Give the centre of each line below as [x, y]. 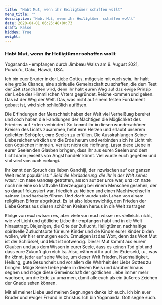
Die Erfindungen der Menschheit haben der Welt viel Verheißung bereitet [78, 114]
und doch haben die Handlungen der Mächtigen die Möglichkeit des [73, 119]
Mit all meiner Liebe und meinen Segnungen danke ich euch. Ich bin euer [78, 292]
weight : [13, 37]
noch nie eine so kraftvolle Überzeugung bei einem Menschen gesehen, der [81, 186]
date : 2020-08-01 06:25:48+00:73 [39, 23]
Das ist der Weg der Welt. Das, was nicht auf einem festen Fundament [75, 100]
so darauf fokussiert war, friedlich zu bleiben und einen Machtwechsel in [78, 191]
